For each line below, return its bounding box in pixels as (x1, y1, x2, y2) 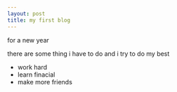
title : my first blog (7, 17, 71, 24)
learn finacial (17, 70, 55, 79)
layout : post (7, 10, 46, 17)
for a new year (7, 36, 49, 44)
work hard (17, 63, 48, 71)
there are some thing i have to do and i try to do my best (7, 49, 170, 58)
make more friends (17, 77, 72, 86)
